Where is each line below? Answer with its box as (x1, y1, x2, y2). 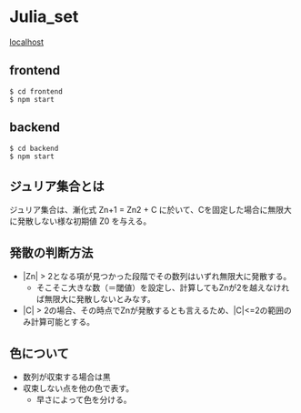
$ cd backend (9, 144, 59, 153)
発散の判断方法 (9, 245, 94, 260)
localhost (9, 36, 44, 47)
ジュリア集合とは (9, 178, 105, 194)
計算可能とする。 (30, 317, 95, 327)
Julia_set (9, 6, 79, 27)
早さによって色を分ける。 (35, 394, 132, 405)
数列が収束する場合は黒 (22, 371, 111, 382)
